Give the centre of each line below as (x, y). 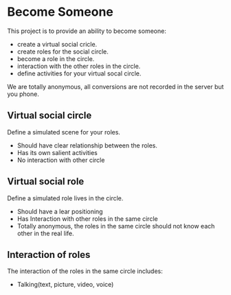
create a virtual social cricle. (57, 44)
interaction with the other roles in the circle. (79, 66)
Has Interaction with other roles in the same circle (87, 219)
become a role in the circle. (56, 58)
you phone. (23, 94)
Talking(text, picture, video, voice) (65, 285)
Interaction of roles (49, 255)
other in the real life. (45, 233)
